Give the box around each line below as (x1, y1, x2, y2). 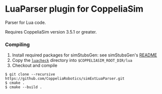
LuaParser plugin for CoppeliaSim (5, 3, 144, 15)
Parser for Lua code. (5, 19, 46, 25)
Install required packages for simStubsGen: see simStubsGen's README (12, 52, 158, 58)
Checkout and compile (12, 62, 57, 69)
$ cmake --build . (5, 85, 42, 90)
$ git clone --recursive (5, 72, 55, 77)
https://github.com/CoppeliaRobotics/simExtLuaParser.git (5, 76, 125, 81)
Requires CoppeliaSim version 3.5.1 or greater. (5, 29, 97, 35)
